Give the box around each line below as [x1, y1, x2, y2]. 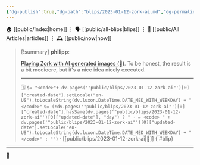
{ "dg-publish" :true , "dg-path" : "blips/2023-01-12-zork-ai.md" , [6, 8, 164, 15]
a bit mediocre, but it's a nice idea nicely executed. [20, 66, 146, 73]
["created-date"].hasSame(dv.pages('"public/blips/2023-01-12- [20, 108, 182, 115]
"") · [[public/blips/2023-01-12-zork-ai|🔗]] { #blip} [50, 135, 174, 142]
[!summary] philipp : [20, 48, 70, 55]
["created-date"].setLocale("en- [20, 92, 104, 98]
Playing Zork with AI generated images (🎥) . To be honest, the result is [20, 60, 192, 67]
